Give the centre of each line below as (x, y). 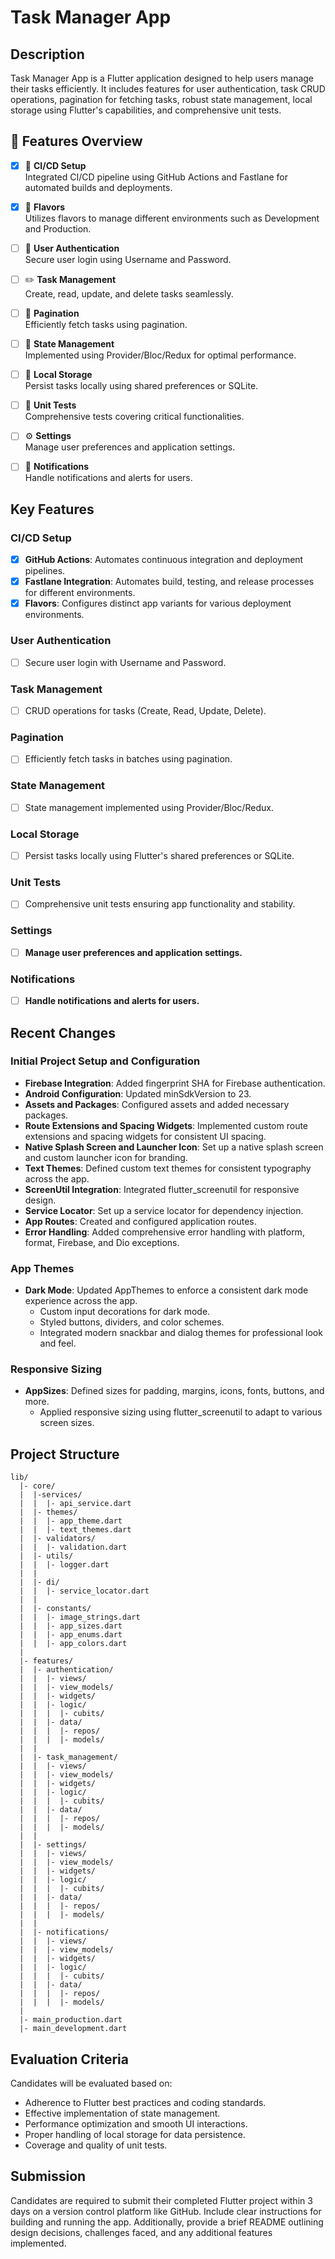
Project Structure (65, 1454)
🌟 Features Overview (76, 141)
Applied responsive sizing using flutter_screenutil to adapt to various (181, 1412)
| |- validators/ (58, 1539)
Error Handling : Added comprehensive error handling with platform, (164, 1232)
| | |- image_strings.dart (80, 1617)
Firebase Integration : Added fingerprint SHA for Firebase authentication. (175, 1083)
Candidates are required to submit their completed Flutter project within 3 (161, 2200)
